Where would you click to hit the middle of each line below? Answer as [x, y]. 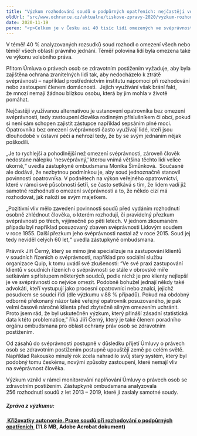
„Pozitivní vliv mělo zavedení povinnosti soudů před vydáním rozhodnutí [93, 208]
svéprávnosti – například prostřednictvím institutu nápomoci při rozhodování [98, 81]
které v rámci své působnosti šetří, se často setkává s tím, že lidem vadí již [96, 185]
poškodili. [18, 142]
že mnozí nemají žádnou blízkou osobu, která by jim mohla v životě [87, 93]
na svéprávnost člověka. [36, 369]
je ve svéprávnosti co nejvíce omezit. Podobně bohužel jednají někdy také [95, 282]
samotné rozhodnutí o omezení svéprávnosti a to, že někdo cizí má [87, 191]
